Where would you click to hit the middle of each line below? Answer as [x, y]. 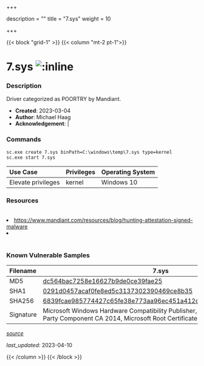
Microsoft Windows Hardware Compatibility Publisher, [120, 311]
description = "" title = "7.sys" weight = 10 [59, 19]
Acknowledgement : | [42, 124]
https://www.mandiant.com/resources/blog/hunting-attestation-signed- [104, 220]
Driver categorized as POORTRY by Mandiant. [64, 99]
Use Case [24, 172]
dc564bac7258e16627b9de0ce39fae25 [103, 281]
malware [17, 227]
